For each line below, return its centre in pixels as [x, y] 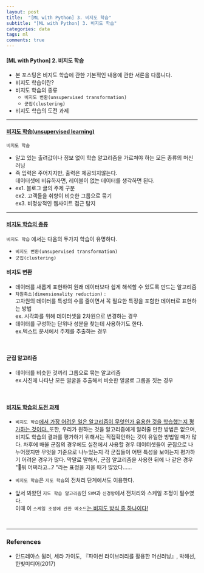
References [24, 542]
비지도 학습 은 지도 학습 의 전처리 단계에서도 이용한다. [75, 480]
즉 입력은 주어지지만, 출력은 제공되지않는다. [66, 173]
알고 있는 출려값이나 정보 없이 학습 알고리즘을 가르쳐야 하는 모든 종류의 [98, 158]
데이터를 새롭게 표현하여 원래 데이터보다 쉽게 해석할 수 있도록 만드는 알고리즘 [106, 287]
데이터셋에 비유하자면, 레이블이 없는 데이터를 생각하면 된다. [85, 180]
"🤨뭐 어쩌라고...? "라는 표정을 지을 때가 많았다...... [73, 467]
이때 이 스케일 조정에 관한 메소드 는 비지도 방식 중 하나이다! [82, 509]
